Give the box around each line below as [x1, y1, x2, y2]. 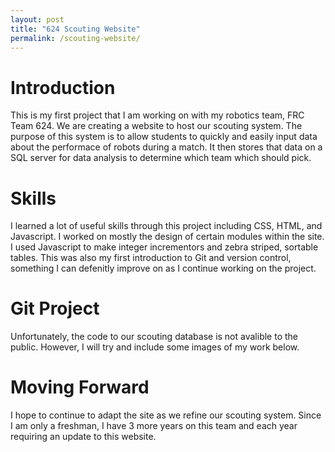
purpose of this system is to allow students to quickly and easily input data [10, 131, 318, 143]
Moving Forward [10, 376, 150, 399]
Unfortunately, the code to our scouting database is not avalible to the [10, 331, 298, 343]
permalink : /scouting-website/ [10, 33, 141, 43]
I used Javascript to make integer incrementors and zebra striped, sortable [10, 241, 319, 253]
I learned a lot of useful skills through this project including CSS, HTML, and [10, 220, 323, 232]
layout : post [10, 14, 65, 25]
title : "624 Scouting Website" [10, 24, 141, 34]
